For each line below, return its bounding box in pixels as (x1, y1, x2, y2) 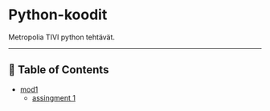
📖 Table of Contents (8, 63, 109, 77)
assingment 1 (31, 92, 76, 102)
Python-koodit (8, 6, 108, 24)
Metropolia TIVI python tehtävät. (8, 32, 115, 42)
